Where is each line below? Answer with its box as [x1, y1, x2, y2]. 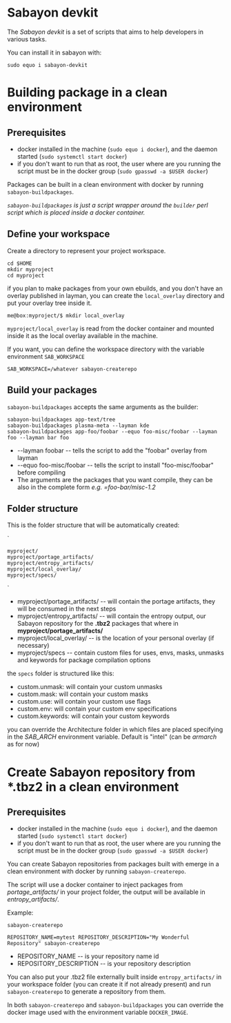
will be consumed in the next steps [17, 605, 117, 613]
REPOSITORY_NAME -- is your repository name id [17, 952, 159, 960]
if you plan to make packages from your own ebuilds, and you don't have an [7, 284, 223, 292]
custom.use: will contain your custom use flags [17, 697, 152, 706]
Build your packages [7, 384, 98, 396]
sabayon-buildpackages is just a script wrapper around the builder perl [7, 201, 208, 209]
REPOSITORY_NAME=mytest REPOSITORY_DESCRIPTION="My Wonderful [7, 934, 190, 941]
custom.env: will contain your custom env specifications [17, 705, 177, 713]
